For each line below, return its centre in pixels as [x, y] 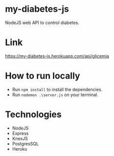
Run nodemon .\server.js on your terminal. [55, 95]
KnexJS [20, 138]
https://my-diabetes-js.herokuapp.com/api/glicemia [57, 56]
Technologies [34, 114]
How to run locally [43, 76]
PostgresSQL [25, 144]
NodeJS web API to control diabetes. [42, 23]
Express [20, 133]
